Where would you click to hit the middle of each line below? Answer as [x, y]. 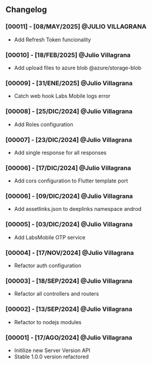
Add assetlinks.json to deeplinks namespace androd [78, 209]
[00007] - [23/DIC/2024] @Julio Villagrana [69, 140]
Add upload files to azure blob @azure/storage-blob [77, 68]
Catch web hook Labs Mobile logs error [62, 96]
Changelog [26, 10]
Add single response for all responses [60, 152]
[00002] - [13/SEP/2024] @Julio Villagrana [69, 309]
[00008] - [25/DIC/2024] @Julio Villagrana [69, 111]
